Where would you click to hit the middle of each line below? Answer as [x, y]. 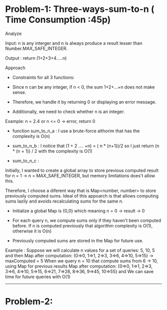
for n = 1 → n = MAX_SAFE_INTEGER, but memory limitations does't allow [80, 176]
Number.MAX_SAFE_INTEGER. [37, 48]
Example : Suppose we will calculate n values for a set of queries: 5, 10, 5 [80, 250]
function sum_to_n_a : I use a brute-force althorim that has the [76, 131]
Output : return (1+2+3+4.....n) [36, 58]
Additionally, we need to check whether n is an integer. [69, 111]
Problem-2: [29, 302]
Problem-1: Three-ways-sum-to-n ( [80, 9]
